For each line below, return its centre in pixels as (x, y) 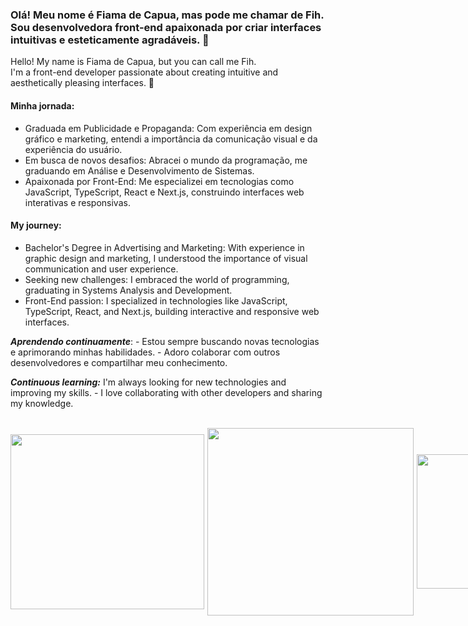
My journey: (36, 225)
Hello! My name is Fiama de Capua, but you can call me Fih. (133, 62)
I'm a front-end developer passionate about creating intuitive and (144, 72)
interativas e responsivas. (77, 202)
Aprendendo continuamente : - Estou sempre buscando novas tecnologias (165, 341)
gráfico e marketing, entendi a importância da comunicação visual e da (171, 139)
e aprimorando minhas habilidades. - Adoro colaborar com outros (145, 352)
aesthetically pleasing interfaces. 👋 (82, 83)
